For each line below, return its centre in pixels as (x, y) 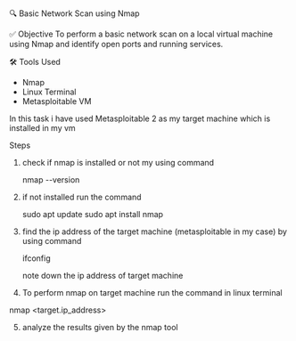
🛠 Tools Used (35, 62)
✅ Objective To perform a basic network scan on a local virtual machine (141, 34)
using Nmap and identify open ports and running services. (116, 44)
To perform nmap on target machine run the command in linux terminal (152, 292)
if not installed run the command (82, 197)
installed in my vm (42, 128)
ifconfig (36, 258)
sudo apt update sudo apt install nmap (92, 214)
